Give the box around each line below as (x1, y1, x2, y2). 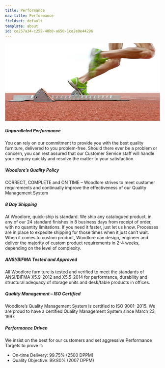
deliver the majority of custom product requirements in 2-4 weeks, (5, 240, 140, 246)
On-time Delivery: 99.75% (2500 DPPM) (12, 352, 94, 358)
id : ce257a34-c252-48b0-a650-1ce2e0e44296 (5, 29, 93, 34)
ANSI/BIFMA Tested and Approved (5, 257, 78, 262)
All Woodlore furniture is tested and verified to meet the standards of (5, 269, 144, 275)
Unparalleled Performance (5, 127, 61, 133)
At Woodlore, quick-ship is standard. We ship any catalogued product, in (5, 214, 152, 220)
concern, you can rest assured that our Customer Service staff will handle (5, 150, 155, 156)
